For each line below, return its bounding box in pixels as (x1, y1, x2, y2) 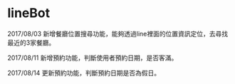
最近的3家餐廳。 (7, 38, 56, 47)
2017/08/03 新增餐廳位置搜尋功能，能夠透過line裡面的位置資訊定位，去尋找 (7, 29, 229, 38)
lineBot (7, 5, 51, 21)
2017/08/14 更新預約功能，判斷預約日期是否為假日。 (7, 68, 161, 77)
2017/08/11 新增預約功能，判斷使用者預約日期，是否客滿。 (7, 53, 178, 62)
